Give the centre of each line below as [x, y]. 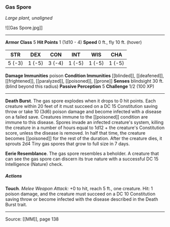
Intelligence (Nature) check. [34, 164]
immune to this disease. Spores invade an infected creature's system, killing [84, 123]
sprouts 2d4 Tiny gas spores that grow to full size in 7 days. [68, 144]
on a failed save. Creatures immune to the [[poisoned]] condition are [77, 117]
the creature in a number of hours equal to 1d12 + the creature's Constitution [85, 128]
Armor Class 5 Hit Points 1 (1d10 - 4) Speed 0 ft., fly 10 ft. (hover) [74, 42]
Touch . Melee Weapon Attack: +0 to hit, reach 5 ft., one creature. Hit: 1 [79, 189]
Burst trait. [16, 205]
